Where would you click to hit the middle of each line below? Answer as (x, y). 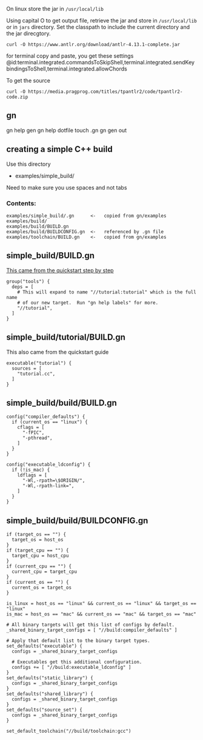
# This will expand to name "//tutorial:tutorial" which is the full (107, 292)
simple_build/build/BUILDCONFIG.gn (77, 520)
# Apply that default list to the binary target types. (78, 641)
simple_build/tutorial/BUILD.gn (66, 337)
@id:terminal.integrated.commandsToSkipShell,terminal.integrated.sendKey (101, 62)
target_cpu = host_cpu (40, 556)
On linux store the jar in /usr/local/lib (55, 9)
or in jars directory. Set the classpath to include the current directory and (98, 27)
